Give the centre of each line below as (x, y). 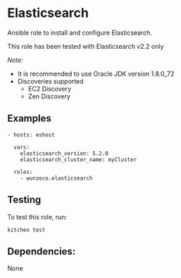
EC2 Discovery (50, 88)
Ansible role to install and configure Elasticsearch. (80, 33)
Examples (29, 118)
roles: (23, 172)
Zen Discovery (49, 96)
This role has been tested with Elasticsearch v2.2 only (86, 46)
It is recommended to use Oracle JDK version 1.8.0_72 (96, 74)
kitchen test (26, 230)
